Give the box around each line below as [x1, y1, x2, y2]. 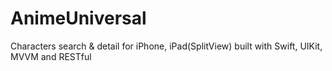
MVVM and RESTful [10, 50, 92, 62]
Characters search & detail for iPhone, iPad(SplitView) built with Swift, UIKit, [10, 40, 323, 52]
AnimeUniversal [10, 7, 147, 30]
